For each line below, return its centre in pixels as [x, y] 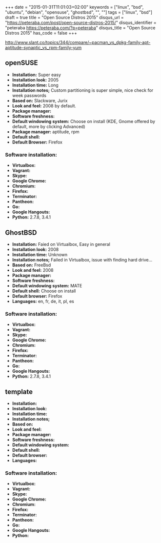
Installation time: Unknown [40, 254]
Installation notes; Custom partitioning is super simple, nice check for [83, 90]
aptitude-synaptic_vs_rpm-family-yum [43, 48]
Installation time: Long [35, 85]
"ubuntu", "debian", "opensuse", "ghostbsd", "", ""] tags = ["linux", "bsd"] [79, 12]
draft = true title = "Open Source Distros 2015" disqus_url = [64, 17]
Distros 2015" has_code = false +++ [41, 33]
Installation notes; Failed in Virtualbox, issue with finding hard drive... [82, 260]
